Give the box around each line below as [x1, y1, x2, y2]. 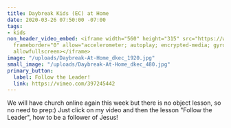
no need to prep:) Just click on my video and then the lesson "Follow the [7, 106, 213, 114]
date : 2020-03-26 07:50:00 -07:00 [7, 16, 107, 23]
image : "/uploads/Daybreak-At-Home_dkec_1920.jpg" [7, 55, 155, 62]
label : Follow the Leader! [13, 73, 91, 81]
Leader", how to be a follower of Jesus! [7, 114, 118, 122]
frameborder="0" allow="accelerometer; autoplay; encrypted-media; [13, 42, 211, 49]
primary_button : [7, 67, 54, 74]
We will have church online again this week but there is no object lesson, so [7, 99, 221, 107]
